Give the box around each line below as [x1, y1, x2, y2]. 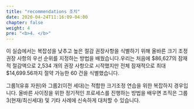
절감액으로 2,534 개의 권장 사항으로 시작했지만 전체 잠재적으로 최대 [12, 62, 166, 70]
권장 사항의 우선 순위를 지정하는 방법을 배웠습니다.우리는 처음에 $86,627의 [6, 55, 177, 62]
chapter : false [6, 19, 44, 25]
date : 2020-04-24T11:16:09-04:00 [6, 14, 88, 20]
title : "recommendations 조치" [6, 8, 81, 15]
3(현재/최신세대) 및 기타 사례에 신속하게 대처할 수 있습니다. [6, 97, 141, 104]
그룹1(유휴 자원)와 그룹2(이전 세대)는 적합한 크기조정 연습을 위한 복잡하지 [6, 82, 173, 89]
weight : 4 [6, 25, 31, 31]
